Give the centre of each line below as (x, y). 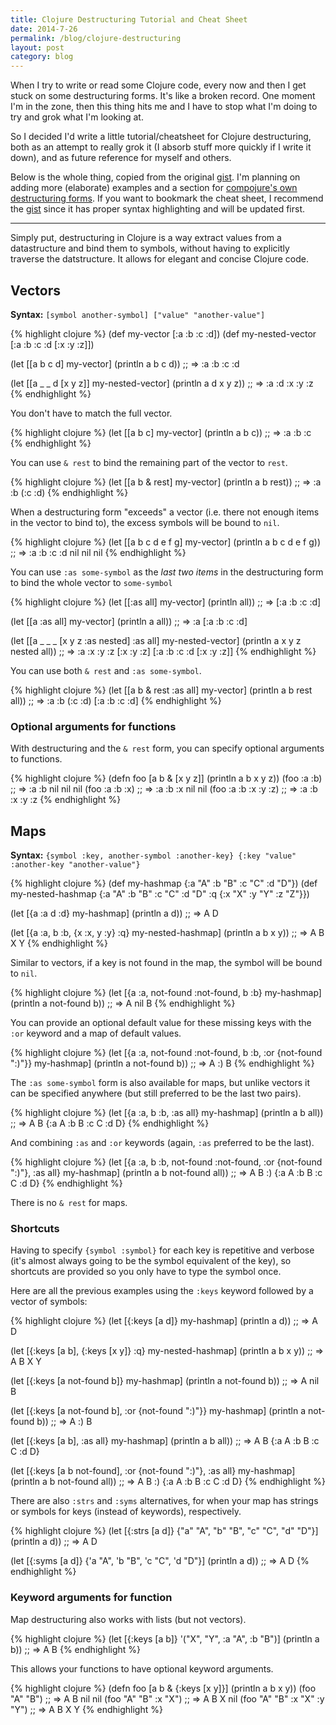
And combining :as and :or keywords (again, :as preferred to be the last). (162, 1143)
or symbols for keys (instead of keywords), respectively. (126, 1512)
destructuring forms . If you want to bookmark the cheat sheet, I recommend (167, 198)
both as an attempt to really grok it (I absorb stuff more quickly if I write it (161, 147)
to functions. (36, 759)
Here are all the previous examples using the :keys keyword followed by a (162, 1291)
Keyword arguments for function (91, 1598)
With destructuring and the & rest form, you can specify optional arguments (167, 748)
